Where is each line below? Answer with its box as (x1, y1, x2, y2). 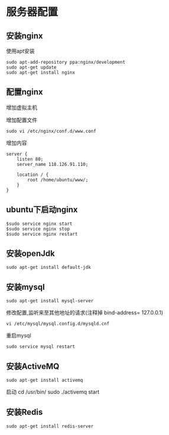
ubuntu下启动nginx (6, 205, 78, 215)
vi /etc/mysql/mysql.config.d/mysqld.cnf (6, 321, 110, 327)
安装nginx (6, 31, 43, 41)
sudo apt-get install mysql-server (6, 298, 94, 304)
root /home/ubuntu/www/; (27, 176, 89, 183)
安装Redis (6, 407, 43, 417)
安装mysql (6, 282, 45, 292)
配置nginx (6, 87, 43, 97)
